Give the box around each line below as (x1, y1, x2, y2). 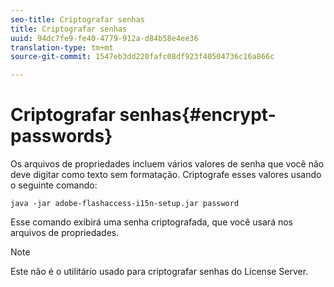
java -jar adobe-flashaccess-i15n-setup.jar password (10, 199, 240, 209)
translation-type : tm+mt (10, 42, 114, 53)
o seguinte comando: (10, 179, 98, 191)
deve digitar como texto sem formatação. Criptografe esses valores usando (10, 169, 322, 181)
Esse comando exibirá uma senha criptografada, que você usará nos (10, 216, 293, 228)
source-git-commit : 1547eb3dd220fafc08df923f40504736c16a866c (10, 52, 275, 62)
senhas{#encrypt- (119, 104, 277, 126)
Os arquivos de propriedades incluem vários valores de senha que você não (10, 158, 325, 170)
